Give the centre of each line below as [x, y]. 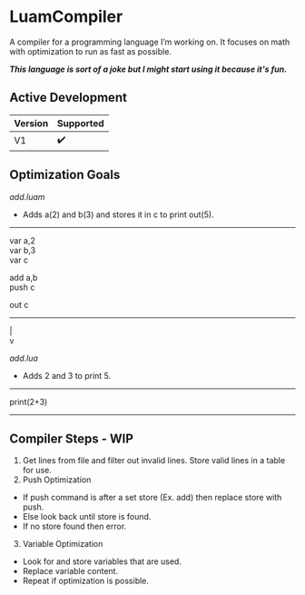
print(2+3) [29, 402]
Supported [81, 123]
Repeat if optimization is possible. [86, 581]
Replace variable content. [70, 571]
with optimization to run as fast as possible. [91, 51]
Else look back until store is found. [87, 517]
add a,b [24, 277]
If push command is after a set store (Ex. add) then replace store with [152, 498]
